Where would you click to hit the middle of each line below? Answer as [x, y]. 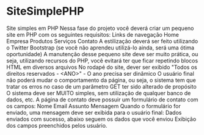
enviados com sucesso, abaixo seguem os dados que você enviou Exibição [101, 119]
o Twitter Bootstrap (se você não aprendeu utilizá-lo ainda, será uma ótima [100, 48]
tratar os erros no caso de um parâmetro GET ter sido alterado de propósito [101, 86]
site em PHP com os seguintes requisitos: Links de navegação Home [93, 34]
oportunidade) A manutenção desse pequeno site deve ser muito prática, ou [102, 54]
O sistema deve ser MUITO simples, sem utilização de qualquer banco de [99, 93]
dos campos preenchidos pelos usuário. [57, 125]
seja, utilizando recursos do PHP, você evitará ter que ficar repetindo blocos [102, 60]
